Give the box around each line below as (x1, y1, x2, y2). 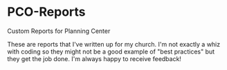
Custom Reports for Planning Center (7, 27, 111, 35)
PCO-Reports (7, 4, 86, 20)
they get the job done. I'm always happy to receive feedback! (7, 54, 182, 62)
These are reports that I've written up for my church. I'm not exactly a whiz (7, 40, 220, 48)
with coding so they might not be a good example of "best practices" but (7, 47, 215, 56)
